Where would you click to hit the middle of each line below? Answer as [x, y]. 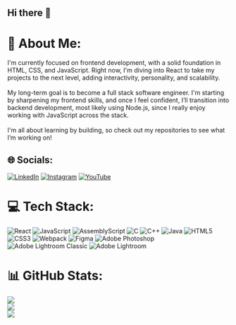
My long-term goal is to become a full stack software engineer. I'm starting [116, 93]
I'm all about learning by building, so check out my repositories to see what [116, 130]
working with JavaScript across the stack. [68, 115]
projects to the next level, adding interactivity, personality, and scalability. [114, 78]
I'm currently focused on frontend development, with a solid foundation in [114, 63]
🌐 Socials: [30, 160]
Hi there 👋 [29, 13]
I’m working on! [30, 137]
